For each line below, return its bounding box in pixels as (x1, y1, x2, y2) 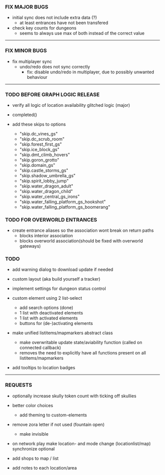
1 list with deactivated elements (19, 310, 83, 316)
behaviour (27, 74, 48, 80)
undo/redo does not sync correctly (19, 63, 90, 69)
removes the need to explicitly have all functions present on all (19, 350, 146, 356)
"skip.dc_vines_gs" (19, 130, 58, 136)
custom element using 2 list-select (12, 295, 82, 301)
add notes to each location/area (12, 465, 77, 471)
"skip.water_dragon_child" (19, 188, 73, 194)
